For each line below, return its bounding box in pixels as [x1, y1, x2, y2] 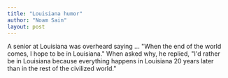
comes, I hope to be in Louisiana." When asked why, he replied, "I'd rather [7, 49, 220, 58]
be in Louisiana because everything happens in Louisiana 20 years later [7, 57, 214, 65]
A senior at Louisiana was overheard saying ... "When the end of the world [7, 42, 222, 51]
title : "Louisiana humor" [7, 10, 83, 17]
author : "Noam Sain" [7, 17, 68, 24]
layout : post [7, 23, 45, 30]
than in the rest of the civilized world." [7, 64, 117, 73]
